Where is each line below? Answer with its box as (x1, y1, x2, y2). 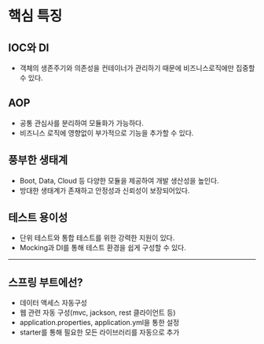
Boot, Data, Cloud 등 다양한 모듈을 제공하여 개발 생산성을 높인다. (19, 176, 219, 185)
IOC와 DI (8, 41, 49, 54)
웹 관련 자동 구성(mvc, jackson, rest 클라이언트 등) (19, 308, 176, 317)
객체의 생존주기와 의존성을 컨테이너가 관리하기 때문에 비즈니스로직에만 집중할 (19, 64, 255, 72)
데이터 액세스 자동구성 (19, 298, 88, 308)
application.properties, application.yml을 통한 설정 (19, 318, 180, 327)
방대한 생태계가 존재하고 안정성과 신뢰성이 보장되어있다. (19, 186, 190, 195)
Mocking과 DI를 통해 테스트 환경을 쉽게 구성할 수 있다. (19, 243, 187, 253)
